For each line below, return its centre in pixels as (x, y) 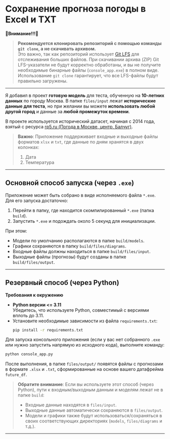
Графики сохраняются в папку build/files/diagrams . (69, 246)
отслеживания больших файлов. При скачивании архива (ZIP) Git (88, 59)
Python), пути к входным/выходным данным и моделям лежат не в (90, 390)
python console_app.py (29, 354)
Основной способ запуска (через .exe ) (70, 183)
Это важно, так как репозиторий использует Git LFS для (78, 54)
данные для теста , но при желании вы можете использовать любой (80, 106)
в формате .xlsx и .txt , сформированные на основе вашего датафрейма (84, 369)
